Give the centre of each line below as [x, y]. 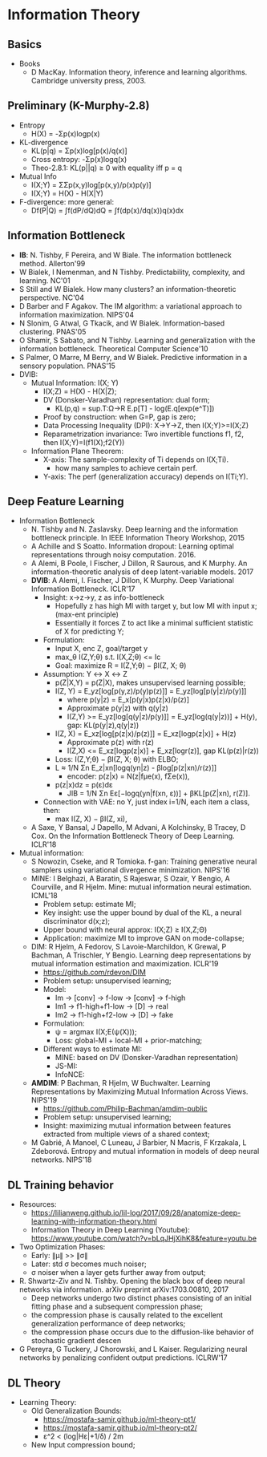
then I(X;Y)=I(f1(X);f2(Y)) [84, 442]
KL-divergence [44, 142]
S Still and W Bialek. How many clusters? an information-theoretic [127, 289]
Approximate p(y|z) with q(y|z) [118, 708]
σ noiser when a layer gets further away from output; [118, 1273]
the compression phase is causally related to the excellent [127, 1315]
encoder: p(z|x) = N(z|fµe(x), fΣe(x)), [128, 776]
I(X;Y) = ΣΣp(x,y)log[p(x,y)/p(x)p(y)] [91, 184]
